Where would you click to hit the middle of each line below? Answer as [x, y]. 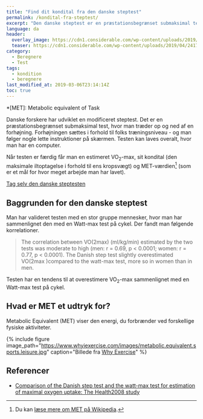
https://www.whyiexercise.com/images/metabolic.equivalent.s [119, 345]
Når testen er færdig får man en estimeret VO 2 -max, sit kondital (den [92, 158]
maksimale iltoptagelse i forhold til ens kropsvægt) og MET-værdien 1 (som [99, 165]
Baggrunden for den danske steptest [77, 203]
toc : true [19, 91]
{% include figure [28, 339]
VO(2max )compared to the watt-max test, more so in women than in [106, 261]
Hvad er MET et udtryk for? [58, 306]
